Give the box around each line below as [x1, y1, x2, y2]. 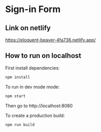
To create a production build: [5, 112, 65, 118]
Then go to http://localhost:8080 [5, 102, 73, 109]
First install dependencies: [5, 64, 60, 71]
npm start [5, 93, 26, 99]
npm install [5, 75, 30, 80]
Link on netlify [5, 24, 51, 32]
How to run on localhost [5, 51, 81, 60]
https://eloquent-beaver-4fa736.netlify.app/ [5, 37, 96, 43]
